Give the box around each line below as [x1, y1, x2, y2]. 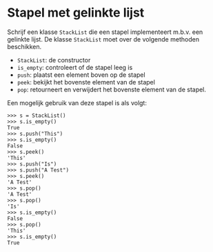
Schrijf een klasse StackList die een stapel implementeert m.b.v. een [7, 28, 203, 36]
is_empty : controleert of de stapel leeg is [17, 63, 133, 71]
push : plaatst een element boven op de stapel [17, 71, 146, 79]
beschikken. [7, 42, 42, 51]
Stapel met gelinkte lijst [7, 5, 145, 21]
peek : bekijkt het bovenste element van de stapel [17, 78, 155, 86]
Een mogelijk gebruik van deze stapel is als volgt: [7, 98, 147, 107]
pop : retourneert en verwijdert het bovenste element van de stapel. [17, 85, 207, 93]
